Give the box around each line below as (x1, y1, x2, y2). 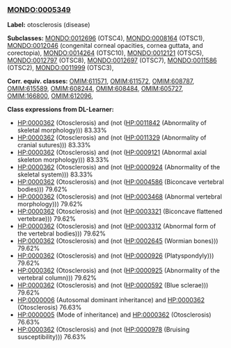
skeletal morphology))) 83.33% (17, 126, 107, 135)
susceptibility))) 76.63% (17, 333, 86, 341)
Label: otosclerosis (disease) (7, 21, 90, 29)
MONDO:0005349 (7, 5, 71, 15)
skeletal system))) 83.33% (17, 170, 93, 179)
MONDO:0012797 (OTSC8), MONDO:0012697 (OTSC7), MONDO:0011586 (7, 56, 217, 65)
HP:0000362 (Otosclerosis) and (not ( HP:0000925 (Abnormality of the (17, 266, 221, 275)
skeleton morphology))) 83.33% (17, 156, 109, 164)
